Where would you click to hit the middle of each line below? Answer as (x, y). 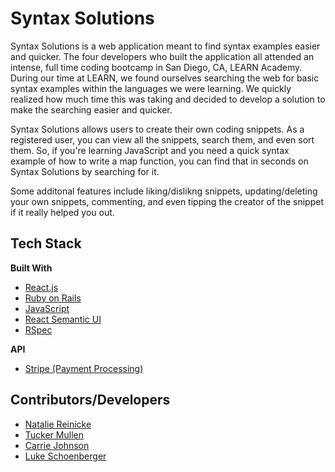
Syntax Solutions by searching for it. (85, 171)
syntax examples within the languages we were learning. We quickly (151, 88)
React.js (41, 287)
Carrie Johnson (57, 445)
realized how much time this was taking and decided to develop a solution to (168, 99)
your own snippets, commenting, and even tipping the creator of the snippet (167, 201)
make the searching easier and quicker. (91, 109)
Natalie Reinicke (58, 424)
